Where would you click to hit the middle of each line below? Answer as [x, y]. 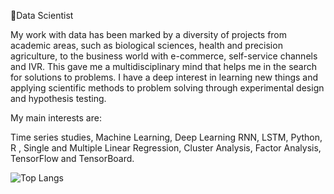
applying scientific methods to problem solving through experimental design [167, 88]
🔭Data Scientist [42, 15]
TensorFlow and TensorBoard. [72, 158]
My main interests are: [56, 118]
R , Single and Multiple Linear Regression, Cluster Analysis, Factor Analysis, [166, 148]
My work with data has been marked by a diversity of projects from [149, 34]
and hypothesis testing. [58, 98]
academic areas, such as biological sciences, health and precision [146, 45]
